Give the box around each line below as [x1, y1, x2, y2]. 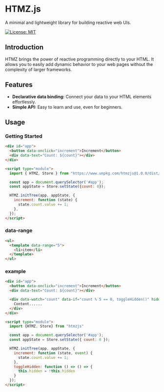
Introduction [5, 43, 44, 52]
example [5, 268, 26, 275]
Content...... [14, 301, 42, 306]
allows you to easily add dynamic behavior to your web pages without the [5, 61, 153, 67]
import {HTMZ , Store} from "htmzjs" [9, 324, 84, 329]
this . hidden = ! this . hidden [18, 369, 76, 374]
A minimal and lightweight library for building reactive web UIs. [5, 20, 131, 25]
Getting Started [5, 133, 42, 140]
